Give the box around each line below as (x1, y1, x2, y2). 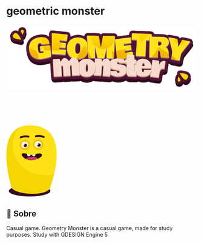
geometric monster (6, 4, 105, 18)
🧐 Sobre (6, 208, 37, 219)
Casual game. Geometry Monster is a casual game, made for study (6, 225, 173, 232)
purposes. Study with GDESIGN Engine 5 (6, 231, 108, 239)
